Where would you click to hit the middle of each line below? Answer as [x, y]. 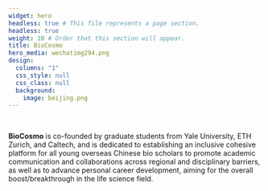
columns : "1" [37, 68]
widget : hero [30, 16]
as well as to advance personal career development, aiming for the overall [131, 170]
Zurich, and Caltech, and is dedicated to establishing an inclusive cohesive [132, 144]
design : [21, 61]
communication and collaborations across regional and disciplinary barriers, [134, 162]
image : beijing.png [56, 98]
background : [36, 90]
